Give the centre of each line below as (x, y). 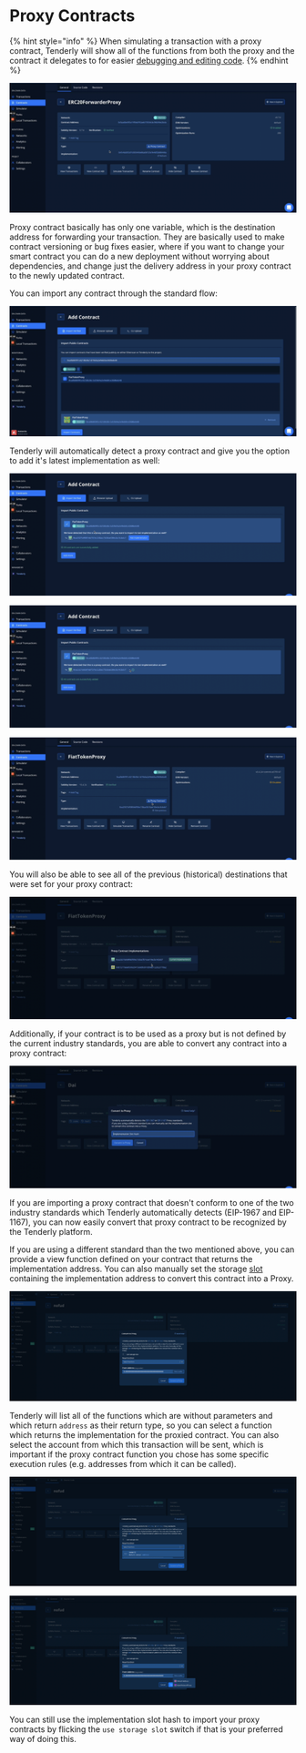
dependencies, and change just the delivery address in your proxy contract (150, 266)
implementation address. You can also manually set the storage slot (136, 1269)
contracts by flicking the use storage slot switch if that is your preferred (147, 1729)
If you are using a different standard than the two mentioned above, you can (152, 1249)
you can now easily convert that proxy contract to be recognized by (160, 1222)
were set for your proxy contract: (71, 883)
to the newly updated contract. (67, 276)
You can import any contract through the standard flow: (114, 293)
